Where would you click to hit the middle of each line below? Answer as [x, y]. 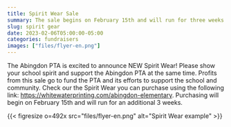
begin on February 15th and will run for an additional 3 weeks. [95, 102]
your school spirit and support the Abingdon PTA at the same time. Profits [112, 73]
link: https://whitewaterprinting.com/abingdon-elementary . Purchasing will [113, 95]
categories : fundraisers [43, 40]
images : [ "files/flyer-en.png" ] [54, 46]
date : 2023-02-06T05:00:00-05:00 [55, 33]
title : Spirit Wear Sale [43, 14]
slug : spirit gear [34, 26]
